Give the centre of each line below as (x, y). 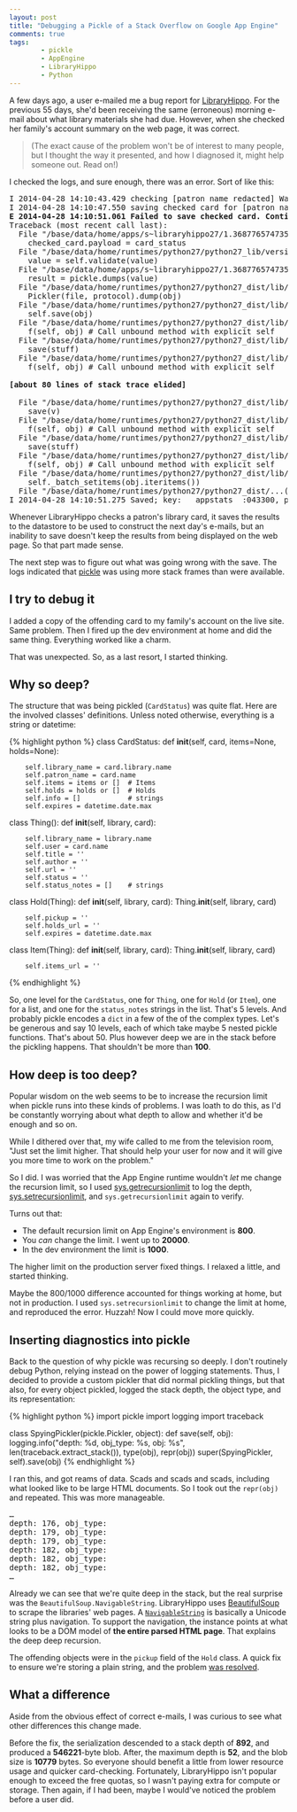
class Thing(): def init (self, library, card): (83, 823)
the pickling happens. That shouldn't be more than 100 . (110, 1047)
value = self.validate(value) (93, 261)
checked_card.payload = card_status (107, 243)
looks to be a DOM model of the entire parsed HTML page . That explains (143, 1631)
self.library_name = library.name (88, 839)
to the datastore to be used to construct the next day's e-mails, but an (137, 526)
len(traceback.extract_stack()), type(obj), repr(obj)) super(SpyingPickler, (141, 1452)
